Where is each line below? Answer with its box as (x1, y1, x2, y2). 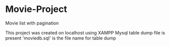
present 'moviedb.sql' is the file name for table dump (5, 35, 116, 41)
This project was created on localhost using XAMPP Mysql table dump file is (5, 29, 165, 35)
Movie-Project (5, 3, 67, 15)
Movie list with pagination (5, 20, 59, 26)
